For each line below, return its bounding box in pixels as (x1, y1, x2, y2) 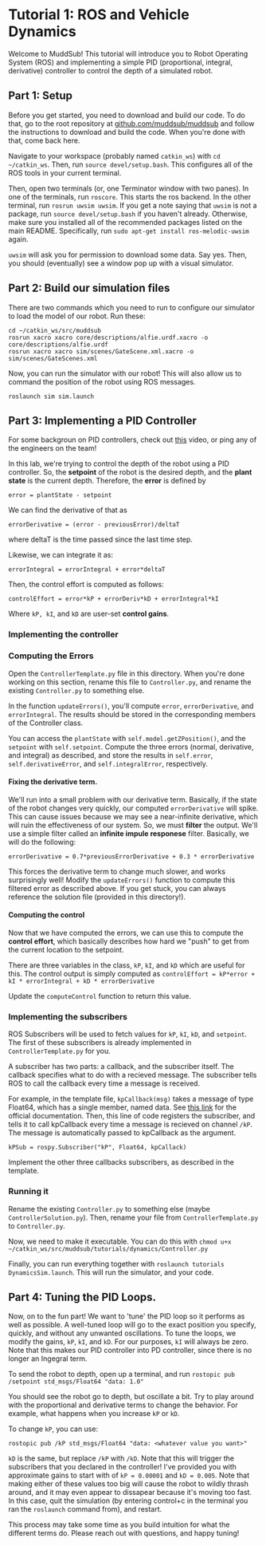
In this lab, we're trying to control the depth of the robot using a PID (8, 459, 229, 468)
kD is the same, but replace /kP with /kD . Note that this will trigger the (8, 1453, 235, 1463)
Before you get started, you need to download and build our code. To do (8, 110, 245, 120)
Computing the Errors (8, 650, 94, 661)
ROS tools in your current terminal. (8, 168, 122, 177)
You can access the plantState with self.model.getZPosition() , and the (8, 733, 246, 743)
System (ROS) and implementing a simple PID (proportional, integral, (8, 57, 233, 67)
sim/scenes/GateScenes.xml (8, 354, 98, 362)
